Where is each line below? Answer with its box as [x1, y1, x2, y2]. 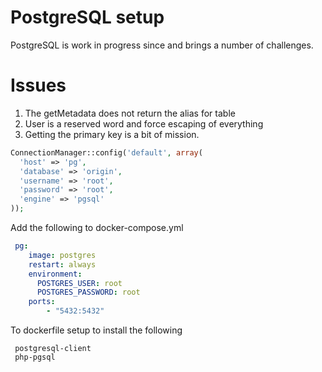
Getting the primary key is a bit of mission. [24, 128, 200, 140]
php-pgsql [14, 352, 56, 362]
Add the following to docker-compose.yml [10, 222, 184, 233]
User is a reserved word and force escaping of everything [24, 117, 264, 130]
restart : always [28, 259, 97, 270]
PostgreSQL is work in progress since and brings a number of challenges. [10, 39, 314, 51]
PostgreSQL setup [10, 6, 165, 29]
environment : [28, 269, 83, 279]
